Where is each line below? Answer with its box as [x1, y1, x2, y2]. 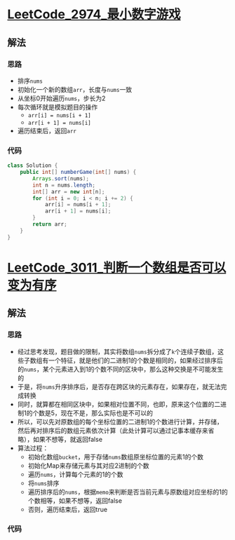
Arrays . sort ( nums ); [32, 175, 90, 182]
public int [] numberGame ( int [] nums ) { [20, 169, 137, 176]
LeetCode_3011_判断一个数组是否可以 [7, 259, 227, 276]
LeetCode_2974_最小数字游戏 [7, 6, 181, 22]
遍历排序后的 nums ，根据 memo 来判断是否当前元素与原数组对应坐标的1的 [27, 487, 228, 496]
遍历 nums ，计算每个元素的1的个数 [27, 470, 123, 478]
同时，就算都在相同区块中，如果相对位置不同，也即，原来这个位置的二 [17, 400, 221, 408]
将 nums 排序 [27, 478, 60, 487]
